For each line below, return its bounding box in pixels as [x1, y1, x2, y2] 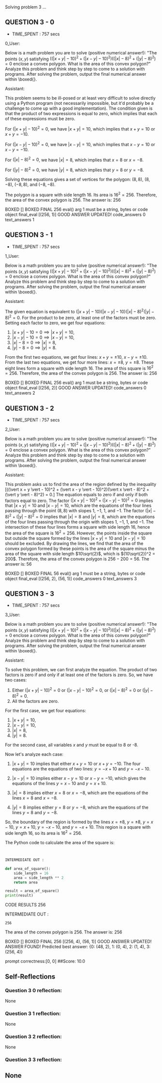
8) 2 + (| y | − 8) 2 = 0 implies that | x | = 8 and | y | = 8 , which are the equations [5, 513, 155, 519]
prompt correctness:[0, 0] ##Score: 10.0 [5, 958, 86, 964]
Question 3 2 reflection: [5, 1033, 62, 1040]
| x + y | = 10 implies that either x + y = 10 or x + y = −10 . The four [12, 761, 141, 766]
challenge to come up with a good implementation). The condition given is [5, 105, 153, 111]
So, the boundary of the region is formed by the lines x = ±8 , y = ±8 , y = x [5, 819, 153, 825]
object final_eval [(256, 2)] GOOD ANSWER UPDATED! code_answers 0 [5, 385, 147, 391]
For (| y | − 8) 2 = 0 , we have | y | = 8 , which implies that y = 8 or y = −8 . [5, 166, 144, 173]
